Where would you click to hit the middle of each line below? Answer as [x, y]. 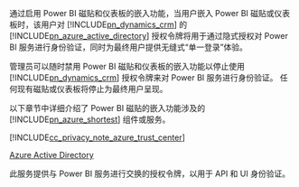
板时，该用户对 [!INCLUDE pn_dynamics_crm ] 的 [98, 24]
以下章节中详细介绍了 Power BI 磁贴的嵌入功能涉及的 [107, 108]
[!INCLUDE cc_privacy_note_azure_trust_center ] [97, 137]
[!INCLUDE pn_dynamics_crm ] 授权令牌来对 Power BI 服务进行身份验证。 [144, 78]
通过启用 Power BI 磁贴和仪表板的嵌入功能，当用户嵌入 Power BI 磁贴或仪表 [150, 13]
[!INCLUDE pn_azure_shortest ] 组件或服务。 [90, 119]
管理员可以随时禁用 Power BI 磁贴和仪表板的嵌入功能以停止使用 [127, 66]
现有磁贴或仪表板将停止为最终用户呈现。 [92, 89]
